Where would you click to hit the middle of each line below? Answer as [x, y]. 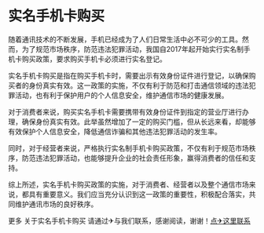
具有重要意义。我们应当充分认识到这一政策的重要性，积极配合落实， [139, 194]
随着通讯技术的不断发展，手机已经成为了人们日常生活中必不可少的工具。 [125, 39]
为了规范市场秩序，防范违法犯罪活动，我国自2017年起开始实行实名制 [132, 49]
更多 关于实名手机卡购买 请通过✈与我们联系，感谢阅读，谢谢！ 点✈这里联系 [130, 220]
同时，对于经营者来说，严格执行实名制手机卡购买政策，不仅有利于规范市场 [128, 148]
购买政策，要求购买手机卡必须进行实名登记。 [94, 59]
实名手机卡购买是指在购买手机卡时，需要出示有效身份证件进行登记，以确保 [128, 75]
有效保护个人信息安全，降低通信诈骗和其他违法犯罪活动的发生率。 [115, 131]
